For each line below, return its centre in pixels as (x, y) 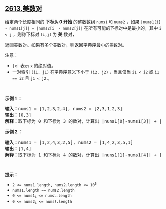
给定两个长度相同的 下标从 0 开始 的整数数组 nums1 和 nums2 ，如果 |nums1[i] (83, 22)
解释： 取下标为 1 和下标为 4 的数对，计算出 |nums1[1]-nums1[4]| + (81, 155)
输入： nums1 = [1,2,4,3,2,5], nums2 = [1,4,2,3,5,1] (69, 142)
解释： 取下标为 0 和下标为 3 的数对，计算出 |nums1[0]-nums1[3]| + (81, 121)
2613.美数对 (24, 9)
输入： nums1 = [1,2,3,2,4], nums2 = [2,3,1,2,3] (64, 109)
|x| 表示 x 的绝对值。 (34, 65)
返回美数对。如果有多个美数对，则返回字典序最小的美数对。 (66, 45)
